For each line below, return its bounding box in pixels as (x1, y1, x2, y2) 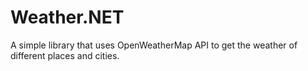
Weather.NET (10, 6, 125, 29)
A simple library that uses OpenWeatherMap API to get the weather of (10, 39, 298, 51)
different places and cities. (10, 49, 120, 61)
